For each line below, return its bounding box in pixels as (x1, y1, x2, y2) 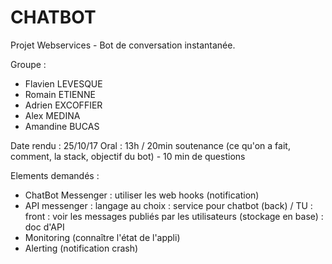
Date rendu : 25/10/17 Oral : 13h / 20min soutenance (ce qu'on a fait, (10, 139, 291, 151)
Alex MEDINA (24, 109, 81, 121)
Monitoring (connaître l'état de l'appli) (24, 231, 181, 243)
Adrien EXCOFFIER (24, 99, 103, 111)
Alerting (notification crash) (24, 242, 139, 254)
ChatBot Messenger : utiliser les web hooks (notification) (24, 189, 260, 201)
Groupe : (10, 58, 47, 70)
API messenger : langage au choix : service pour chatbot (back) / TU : (24, 199, 313, 211)
